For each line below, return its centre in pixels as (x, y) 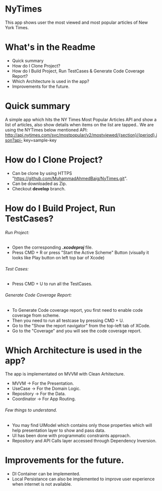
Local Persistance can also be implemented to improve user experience (83, 479)
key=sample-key (40, 140)
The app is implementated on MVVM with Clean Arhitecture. (65, 374)
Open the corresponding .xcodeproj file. (52, 247)
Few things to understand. (31, 410)
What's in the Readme (50, 47)
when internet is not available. (42, 484)
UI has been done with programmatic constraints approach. (71, 435)
